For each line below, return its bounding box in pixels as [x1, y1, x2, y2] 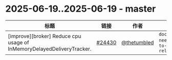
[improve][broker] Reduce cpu [8, 33, 81, 40]
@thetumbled [121, 39, 154, 46]
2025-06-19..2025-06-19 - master [5, 3, 156, 15]
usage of [8, 39, 29, 46]
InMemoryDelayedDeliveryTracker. [8, 45, 92, 52]
